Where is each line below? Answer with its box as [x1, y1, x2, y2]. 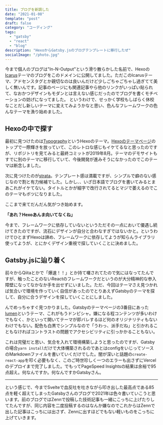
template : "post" [5, 16, 40, 21]
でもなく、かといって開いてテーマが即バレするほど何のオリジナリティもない [5, 317, 158, 322]
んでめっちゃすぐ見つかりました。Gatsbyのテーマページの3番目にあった [5, 304, 149, 310]
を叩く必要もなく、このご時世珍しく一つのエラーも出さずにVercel [24, 357, 157, 363]
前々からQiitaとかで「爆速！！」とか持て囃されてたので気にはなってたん [5, 270, 150, 275]
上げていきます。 [5, 415, 39, 421]
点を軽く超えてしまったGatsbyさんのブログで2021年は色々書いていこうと [5, 390, 152, 396]
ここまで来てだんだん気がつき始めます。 [5, 201, 86, 207]
